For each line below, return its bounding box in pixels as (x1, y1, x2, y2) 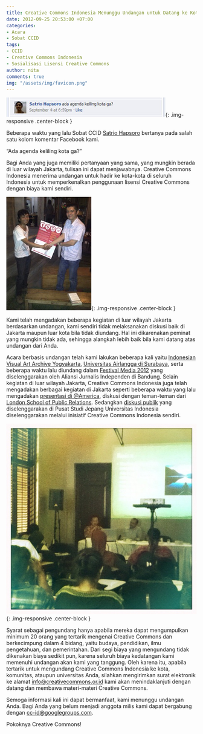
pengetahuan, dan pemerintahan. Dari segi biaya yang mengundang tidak (6, 646, 189, 653)
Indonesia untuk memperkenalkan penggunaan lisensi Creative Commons (6, 178, 190, 186)
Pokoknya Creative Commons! (6, 721, 82, 728)
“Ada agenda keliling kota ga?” (6, 148, 82, 155)
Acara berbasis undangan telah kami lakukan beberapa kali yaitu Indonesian (6, 354, 196, 361)
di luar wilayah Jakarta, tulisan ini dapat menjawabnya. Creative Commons (6, 166, 192, 173)
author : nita (6, 67, 39, 73)
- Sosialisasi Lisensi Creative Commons (6, 60, 110, 67)
